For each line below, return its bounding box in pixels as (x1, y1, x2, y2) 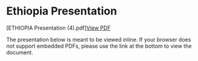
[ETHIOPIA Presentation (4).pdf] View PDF (6, 24, 111, 31)
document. (6, 48, 33, 56)
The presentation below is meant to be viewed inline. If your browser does (6, 36, 191, 43)
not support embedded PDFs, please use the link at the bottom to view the (6, 42, 192, 50)
